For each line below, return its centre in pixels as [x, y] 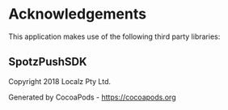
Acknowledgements [78, 14]
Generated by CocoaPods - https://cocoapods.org [92, 97]
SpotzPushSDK [48, 62]
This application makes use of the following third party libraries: [114, 36]
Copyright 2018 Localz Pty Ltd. [60, 81]
